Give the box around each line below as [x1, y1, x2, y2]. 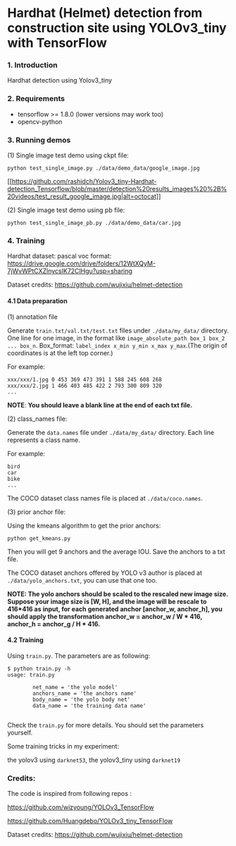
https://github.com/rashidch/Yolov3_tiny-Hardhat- [11, 177, 157, 186]
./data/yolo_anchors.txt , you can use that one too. [7, 576, 158, 584]
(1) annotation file [7, 312, 58, 321]
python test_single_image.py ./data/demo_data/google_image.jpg [7, 165, 200, 172]
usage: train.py [7, 671, 55, 679]
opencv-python [17, 117, 63, 126]
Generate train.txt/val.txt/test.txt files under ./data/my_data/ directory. [7, 326, 229, 335]
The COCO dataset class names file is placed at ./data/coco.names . [7, 494, 203, 502]
